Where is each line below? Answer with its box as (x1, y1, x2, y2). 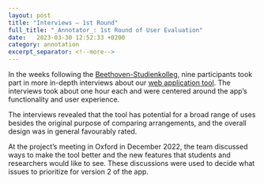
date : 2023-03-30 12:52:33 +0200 (8, 33, 126, 42)
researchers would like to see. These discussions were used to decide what (8, 159, 255, 167)
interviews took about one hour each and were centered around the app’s (8, 86, 247, 95)
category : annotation (8, 41, 80, 49)
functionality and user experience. (8, 95, 120, 104)
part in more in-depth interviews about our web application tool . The (8, 78, 231, 87)
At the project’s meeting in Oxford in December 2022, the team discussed (8, 142, 248, 151)
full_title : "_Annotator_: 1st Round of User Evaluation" (8, 26, 203, 34)
